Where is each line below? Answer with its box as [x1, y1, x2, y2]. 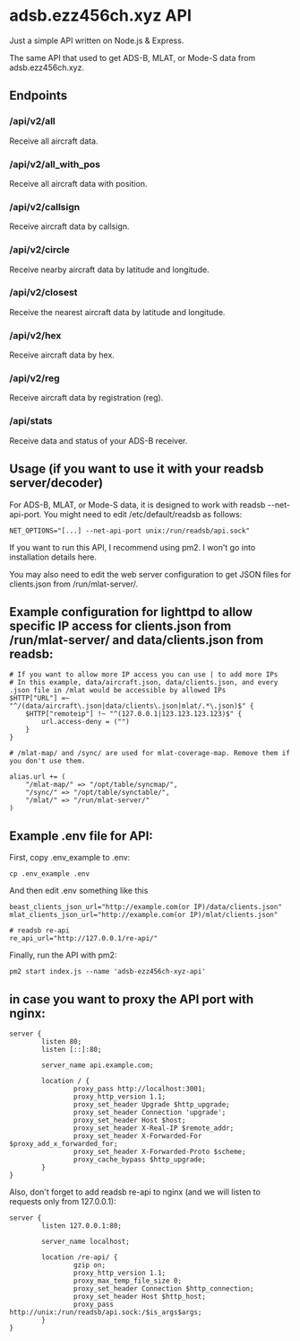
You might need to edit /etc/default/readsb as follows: [43, 508, 243, 519]
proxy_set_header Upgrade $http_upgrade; [73, 1099, 230, 1109]
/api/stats [9, 415, 53, 428]
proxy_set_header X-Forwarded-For [73, 1131, 202, 1141]
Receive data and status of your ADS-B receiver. [9, 435, 188, 446]
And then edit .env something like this [9, 886, 149, 896]
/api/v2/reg [9, 372, 60, 384]
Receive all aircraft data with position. [9, 178, 148, 189]
